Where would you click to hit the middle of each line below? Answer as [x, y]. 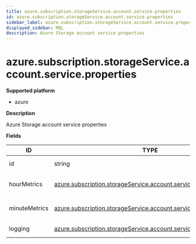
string [62, 164]
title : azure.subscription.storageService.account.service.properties [94, 11]
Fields [14, 136]
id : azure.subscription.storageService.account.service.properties [90, 17]
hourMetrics [26, 184]
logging [20, 229]
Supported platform [31, 90]
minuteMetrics [29, 208]
